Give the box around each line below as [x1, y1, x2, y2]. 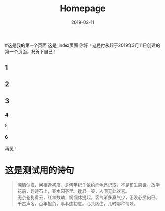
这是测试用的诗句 [5, 165, 75, 176]
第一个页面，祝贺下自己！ [5, 48, 57, 54]
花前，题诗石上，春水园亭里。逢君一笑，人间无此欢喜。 [17, 188, 130, 194]
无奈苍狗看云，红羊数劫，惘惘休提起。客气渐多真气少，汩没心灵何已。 [17, 194, 160, 200]
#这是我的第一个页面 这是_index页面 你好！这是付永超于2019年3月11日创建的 [5, 42, 160, 48]
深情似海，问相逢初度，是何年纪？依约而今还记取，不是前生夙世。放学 [17, 182, 160, 188]
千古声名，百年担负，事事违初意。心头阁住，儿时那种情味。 [17, 200, 138, 206]
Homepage [60, 3, 106, 14]
